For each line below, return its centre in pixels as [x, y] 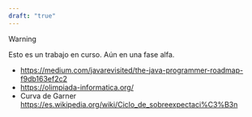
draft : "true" [32, 16]
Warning [22, 39]
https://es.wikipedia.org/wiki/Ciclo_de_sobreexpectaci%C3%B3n [129, 104]
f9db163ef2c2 [43, 78]
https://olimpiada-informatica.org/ [77, 87]
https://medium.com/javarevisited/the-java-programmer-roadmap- [132, 70]
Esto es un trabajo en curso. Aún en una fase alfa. [92, 54]
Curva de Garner [48, 96]
